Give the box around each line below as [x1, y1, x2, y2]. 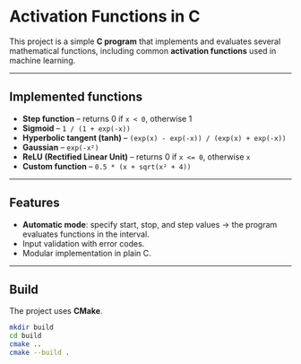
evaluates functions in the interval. [21, 229, 150, 239]
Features [9, 195, 60, 211]
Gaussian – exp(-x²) [21, 142, 99, 152]
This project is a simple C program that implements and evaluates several [9, 36, 281, 47]
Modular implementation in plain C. [21, 247, 151, 258]
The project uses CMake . [9, 306, 103, 316]
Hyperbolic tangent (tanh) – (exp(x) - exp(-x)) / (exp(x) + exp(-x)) [21, 132, 287, 143]
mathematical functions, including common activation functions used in [9, 45, 277, 56]
